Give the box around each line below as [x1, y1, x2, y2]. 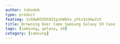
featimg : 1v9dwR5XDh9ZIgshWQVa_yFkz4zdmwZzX [5, 17, 102, 22]
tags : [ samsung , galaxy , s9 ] [5, 26, 67, 31]
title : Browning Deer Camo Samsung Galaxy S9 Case [5, 21, 115, 27]
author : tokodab [5, 7, 40, 13]
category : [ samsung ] [5, 31, 50, 36]
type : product [5, 12, 36, 17]
